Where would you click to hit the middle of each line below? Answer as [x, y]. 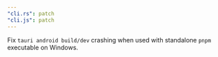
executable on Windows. [43, 47]
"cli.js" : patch [31, 20]
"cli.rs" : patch [31, 14]
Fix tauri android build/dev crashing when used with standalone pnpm [109, 40]
